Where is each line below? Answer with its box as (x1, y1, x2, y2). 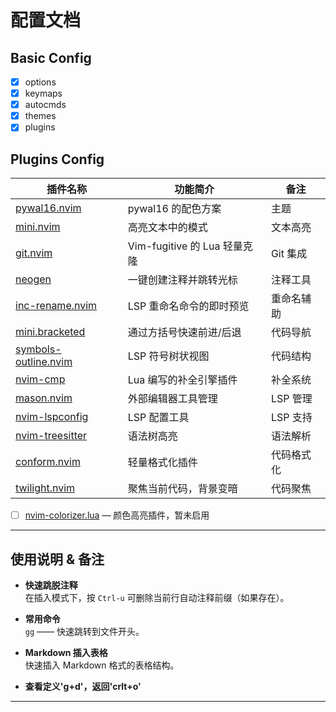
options (24, 76, 57, 88)
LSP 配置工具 (127, 411, 190, 425)
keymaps (24, 87, 63, 100)
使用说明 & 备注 (10, 551, 105, 568)
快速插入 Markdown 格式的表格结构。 (24, 659, 180, 671)
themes (24, 110, 57, 122)
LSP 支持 (270, 411, 313, 425)
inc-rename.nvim (15, 299, 98, 313)
